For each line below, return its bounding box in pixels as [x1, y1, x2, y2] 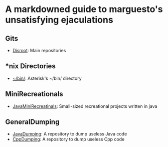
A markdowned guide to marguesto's [5, 4, 163, 15]
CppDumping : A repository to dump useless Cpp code [12, 136, 125, 142]
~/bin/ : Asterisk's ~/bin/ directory [12, 75, 82, 81]
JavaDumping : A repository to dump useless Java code [12, 131, 127, 137]
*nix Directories [5, 62, 56, 71]
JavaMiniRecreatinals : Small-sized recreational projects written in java [12, 103, 157, 109]
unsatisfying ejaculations [5, 14, 114, 26]
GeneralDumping [5, 118, 60, 126]
